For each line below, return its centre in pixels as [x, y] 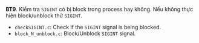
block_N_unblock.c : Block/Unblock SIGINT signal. [75, 33]
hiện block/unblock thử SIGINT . [44, 16]
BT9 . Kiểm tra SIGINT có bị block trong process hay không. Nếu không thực [99, 9]
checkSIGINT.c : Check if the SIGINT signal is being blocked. [88, 27]
